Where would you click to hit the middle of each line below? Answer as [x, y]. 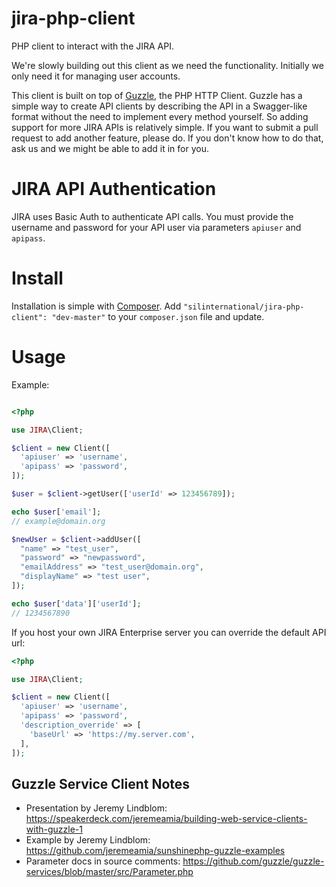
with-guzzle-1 [54, 829]
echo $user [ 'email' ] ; [56, 512]
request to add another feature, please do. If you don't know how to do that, [167, 138]
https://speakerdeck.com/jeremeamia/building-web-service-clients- [166, 819]
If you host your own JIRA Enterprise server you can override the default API [169, 632]
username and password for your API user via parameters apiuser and [156, 227]
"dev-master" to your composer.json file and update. [158, 316]
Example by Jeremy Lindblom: [88, 840]
